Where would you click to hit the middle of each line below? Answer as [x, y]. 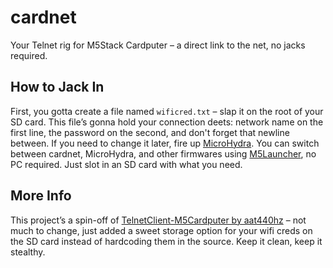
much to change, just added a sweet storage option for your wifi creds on [161, 230]
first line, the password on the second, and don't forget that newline [150, 132]
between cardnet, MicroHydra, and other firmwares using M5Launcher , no [163, 153]
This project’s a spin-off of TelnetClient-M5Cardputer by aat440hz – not [158, 220]
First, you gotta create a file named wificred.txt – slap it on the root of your [167, 111]
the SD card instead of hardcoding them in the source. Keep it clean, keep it [166, 241]
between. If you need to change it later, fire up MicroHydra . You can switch [165, 143]
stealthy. [28, 252]
